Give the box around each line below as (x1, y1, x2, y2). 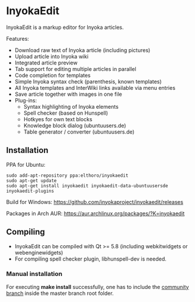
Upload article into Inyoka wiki (14, 53, 89, 60)
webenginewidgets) (14, 249, 63, 256)
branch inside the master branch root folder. (6, 290, 114, 297)
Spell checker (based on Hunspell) (23, 109, 108, 116)
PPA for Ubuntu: (6, 161, 46, 168)
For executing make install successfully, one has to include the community (6, 283, 189, 290)
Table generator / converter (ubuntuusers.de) (23, 128, 135, 135)
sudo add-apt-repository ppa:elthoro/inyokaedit (6, 173, 129, 178)
